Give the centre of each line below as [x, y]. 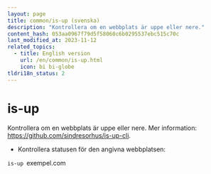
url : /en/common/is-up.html [61, 60]
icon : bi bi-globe [47, 67]
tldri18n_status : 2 [36, 73]
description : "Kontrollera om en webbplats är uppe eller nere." [106, 27]
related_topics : [31, 47]
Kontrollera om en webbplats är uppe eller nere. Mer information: [102, 128]
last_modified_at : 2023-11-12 [52, 40]
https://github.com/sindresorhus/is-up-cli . [69, 136]
